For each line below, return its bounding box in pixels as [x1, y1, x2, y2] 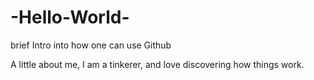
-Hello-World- [10, 6, 130, 29]
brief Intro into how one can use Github [10, 39, 172, 51]
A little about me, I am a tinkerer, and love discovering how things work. [10, 58, 305, 70]
